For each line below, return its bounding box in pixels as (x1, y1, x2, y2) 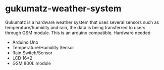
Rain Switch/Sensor (12, 50, 53, 56)
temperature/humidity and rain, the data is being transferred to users (5, 24, 146, 30)
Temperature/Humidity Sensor (12, 44, 74, 50)
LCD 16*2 (12, 55, 33, 61)
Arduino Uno (12, 39, 39, 45)
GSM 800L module (12, 60, 51, 66)
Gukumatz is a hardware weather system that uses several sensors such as (5, 19, 160, 25)
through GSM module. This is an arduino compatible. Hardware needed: (5, 30, 152, 35)
